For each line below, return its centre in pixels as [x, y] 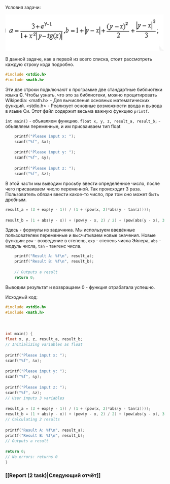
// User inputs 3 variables [35, 398]
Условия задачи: [23, 7]
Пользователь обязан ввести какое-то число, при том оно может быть [82, 194]
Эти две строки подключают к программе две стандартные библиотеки [84, 89]
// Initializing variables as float [44, 344]
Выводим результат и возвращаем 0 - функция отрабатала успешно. [80, 287]
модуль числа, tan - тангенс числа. [43, 246]
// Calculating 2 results [32, 420]
